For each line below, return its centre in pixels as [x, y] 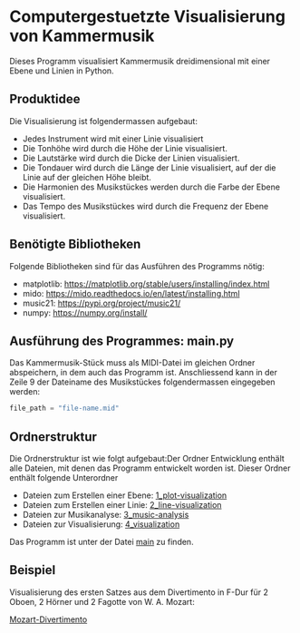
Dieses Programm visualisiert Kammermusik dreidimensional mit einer [140, 61]
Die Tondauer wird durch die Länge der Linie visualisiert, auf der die [149, 167]
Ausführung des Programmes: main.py [121, 341]
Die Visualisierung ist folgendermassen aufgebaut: [103, 121]
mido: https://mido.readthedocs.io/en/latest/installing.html [131, 293]
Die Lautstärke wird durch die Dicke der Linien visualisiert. [131, 158]
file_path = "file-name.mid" [64, 409]
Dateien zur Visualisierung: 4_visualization [101, 524]
